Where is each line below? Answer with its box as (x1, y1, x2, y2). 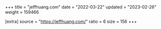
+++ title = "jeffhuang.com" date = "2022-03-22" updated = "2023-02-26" (5, 4, 157, 10)
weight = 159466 (5, 9, 39, 15)
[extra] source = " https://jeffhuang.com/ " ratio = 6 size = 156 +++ (5, 19, 138, 24)
